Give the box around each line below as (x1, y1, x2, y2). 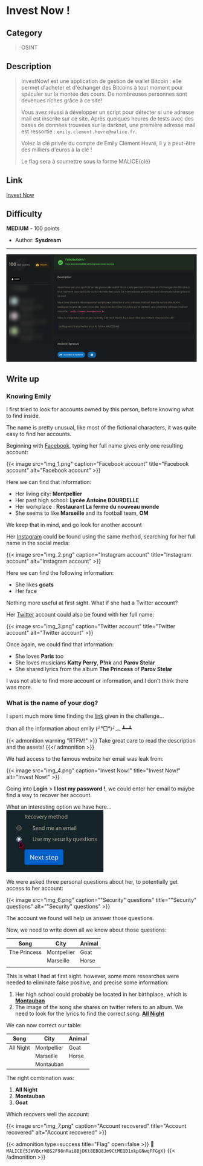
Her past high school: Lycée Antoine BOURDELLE (14, 496, 140, 503)
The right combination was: (6, 1074, 74, 1081)
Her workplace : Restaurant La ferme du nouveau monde (14, 503, 159, 510)
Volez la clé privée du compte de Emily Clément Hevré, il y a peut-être (21, 139, 196, 147)
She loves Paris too (14, 652, 64, 660)
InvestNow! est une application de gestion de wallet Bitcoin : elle (21, 77, 182, 85)
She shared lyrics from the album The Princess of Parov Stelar (14, 665, 173, 672)
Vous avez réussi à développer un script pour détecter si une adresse (21, 108, 195, 116)
